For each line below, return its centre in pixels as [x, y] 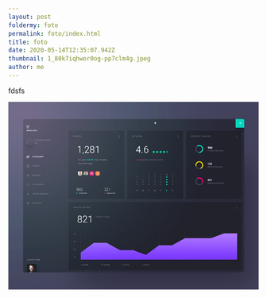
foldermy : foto [33, 25]
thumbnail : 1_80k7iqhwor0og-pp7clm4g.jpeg [79, 59]
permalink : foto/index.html [55, 33]
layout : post [30, 17]
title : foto [28, 42]
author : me [26, 68]
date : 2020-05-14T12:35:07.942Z [62, 50]
